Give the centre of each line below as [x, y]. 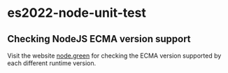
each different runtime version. [52, 63]
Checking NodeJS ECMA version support [99, 39]
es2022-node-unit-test [77, 13]
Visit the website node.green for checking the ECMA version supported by [114, 55]
